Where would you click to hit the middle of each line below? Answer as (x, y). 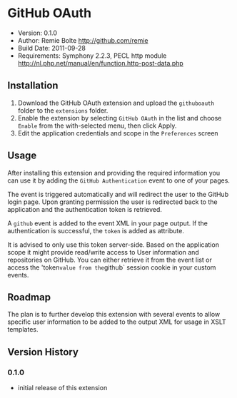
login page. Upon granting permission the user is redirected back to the (112, 202)
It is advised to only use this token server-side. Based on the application (114, 245)
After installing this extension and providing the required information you (114, 173)
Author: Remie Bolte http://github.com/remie (83, 40)
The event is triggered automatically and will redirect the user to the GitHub (118, 194)
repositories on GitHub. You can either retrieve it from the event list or (110, 260)
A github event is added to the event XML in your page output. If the (108, 223)
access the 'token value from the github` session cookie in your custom (112, 267)
